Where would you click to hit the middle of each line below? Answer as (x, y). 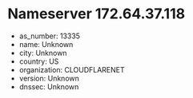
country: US (39, 61)
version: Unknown (49, 78)
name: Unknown (46, 44)
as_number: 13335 (50, 36)
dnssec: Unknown (49, 86)
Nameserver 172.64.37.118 (96, 14)
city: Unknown (43, 53)
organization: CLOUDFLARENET (72, 69)
